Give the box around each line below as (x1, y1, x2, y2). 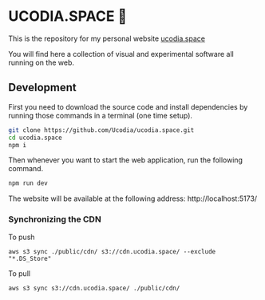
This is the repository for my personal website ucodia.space (8, 34, 206, 43)
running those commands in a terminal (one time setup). (8, 110, 193, 120)
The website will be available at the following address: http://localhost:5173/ (8, 194, 258, 203)
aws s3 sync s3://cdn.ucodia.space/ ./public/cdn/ (8, 284, 180, 292)
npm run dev (8, 179, 48, 187)
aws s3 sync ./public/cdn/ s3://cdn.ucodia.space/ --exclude (8, 247, 216, 255)
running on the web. (8, 58, 74, 67)
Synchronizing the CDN (8, 214, 101, 225)
